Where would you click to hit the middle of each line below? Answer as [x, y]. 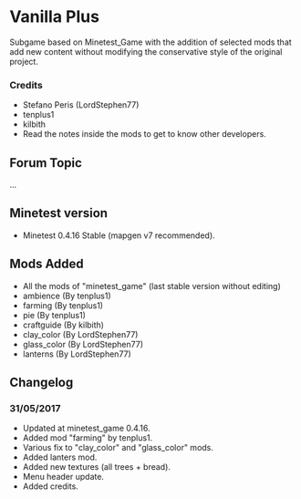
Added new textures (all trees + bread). [97, 467]
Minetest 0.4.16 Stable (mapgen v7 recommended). [119, 235]
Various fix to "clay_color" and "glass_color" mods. [118, 448]
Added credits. [51, 486]
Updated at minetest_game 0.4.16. [86, 428]
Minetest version [58, 213]
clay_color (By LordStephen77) [80, 334]
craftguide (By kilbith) [63, 325]
